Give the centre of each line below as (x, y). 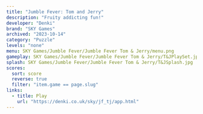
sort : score (27, 74)
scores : (16, 68)
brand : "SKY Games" (31, 29)
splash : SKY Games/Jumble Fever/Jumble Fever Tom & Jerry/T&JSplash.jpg (100, 62)
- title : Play (29, 96)
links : (14, 90)
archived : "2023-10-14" (36, 34)
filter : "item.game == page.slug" (55, 85)
